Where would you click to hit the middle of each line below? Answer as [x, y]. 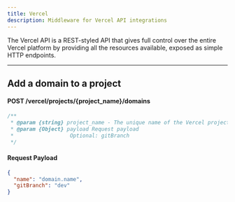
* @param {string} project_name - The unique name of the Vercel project [120, 122]
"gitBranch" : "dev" [42, 186]
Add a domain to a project [64, 84]
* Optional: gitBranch [70, 136]
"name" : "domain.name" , [48, 179]
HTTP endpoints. [31, 55]
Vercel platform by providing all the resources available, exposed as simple [115, 48]
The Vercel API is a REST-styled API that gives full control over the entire [112, 40]
